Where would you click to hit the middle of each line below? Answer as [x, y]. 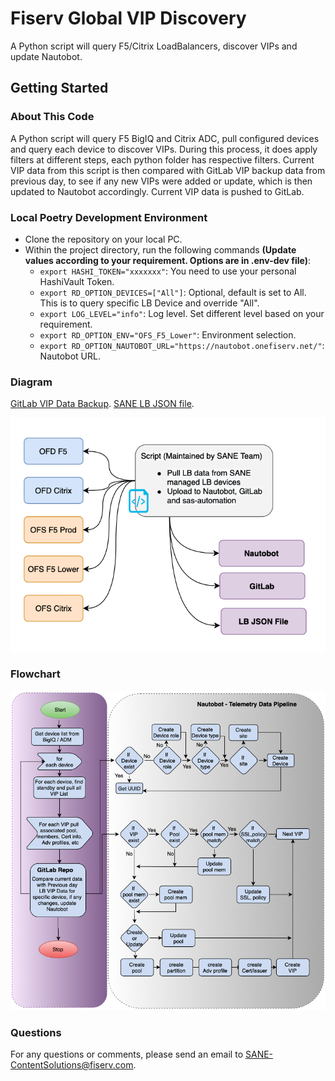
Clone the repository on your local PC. [103, 239]
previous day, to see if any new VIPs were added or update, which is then [161, 181]
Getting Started [59, 88]
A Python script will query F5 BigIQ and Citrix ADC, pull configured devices [165, 138]
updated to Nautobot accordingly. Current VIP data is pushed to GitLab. [157, 191]
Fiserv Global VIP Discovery [128, 18]
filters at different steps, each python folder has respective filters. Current [162, 159]
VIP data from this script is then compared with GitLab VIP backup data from [168, 170]
